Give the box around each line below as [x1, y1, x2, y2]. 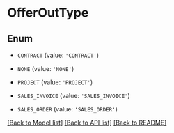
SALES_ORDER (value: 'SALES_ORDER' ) [17, 105, 118, 113]
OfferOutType [7, 5, 89, 21]
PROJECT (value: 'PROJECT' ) [17, 78, 93, 86]
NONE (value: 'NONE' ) [17, 65, 74, 72]
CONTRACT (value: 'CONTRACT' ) [17, 51, 100, 59]
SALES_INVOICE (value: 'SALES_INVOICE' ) [17, 92, 130, 100]
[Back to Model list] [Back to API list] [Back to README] [7, 118, 167, 127]
